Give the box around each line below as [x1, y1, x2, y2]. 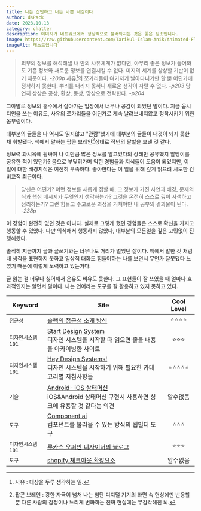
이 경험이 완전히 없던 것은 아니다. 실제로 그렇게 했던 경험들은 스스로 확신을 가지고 [6, 220, 194, 227]
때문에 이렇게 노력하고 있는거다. [17, 262, 91, 270]
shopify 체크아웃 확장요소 [47, 456, 116, 465]
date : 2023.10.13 [6, 20, 50, 26]
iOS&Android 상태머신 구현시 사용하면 [47, 393, 149, 401]
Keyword [12, 301, 39, 309]
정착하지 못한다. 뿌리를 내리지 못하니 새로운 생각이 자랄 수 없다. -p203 [20, 82, 185, 89]
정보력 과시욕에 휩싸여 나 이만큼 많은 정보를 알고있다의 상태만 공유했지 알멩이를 [6, 150, 190, 158]
